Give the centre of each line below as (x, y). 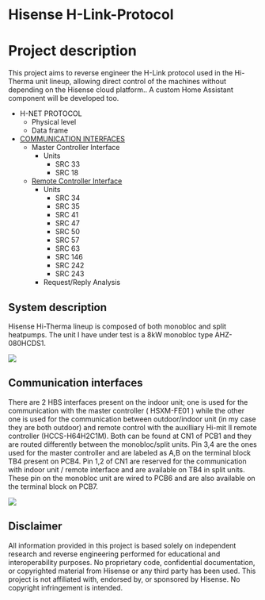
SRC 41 (67, 215)
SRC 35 (68, 206)
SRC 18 (67, 173)
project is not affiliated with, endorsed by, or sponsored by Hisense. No (124, 579)
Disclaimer (35, 527)
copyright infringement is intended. (66, 587)
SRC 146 (69, 257)
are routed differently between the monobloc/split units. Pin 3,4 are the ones (132, 444)
